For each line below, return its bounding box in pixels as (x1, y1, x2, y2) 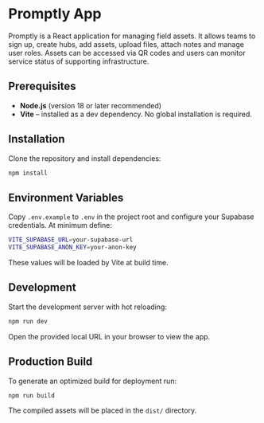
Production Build (8, 355, 93, 369)
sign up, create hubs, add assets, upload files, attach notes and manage (8, 39, 245, 49)
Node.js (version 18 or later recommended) (19, 100, 161, 110)
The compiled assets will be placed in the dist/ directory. (8, 405, 197, 415)
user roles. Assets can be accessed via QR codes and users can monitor (8, 48, 246, 57)
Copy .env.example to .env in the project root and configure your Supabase (8, 212, 254, 221)
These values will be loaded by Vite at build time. (8, 258, 169, 267)
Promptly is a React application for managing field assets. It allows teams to (8, 31, 256, 41)
